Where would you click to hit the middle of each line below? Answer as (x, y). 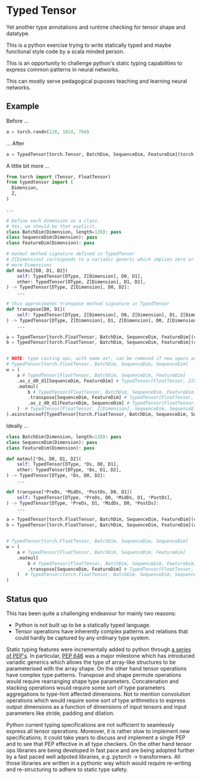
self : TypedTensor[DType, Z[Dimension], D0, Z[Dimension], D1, (98, 315)
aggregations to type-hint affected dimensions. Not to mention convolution (98, 694)
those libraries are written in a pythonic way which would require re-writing (99, 763)
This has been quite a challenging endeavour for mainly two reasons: (91, 613)
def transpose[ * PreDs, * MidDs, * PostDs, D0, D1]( (69, 492)
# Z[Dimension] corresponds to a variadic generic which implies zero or (100, 259)
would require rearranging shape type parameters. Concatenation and (93, 681)
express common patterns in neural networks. (63, 69)
